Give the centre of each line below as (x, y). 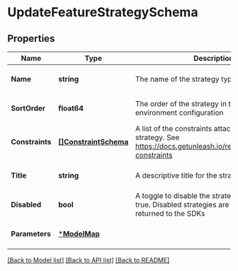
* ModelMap (79, 234)
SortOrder (28, 108)
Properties (31, 39)
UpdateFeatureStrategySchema (103, 12)
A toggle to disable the (172, 196)
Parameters (31, 234)
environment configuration (179, 113)
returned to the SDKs (170, 213)
